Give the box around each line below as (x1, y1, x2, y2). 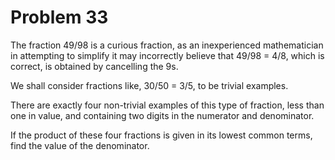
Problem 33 (10, 6, 109, 29)
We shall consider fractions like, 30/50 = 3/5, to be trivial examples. (10, 79, 289, 91)
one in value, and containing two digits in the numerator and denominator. (10, 109, 315, 121)
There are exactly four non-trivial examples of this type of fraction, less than (10, 99, 325, 111)
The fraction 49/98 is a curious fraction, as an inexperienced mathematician (10, 39, 324, 51)
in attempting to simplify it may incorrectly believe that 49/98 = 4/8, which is (10, 49, 325, 61)
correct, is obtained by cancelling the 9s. (10, 60, 179, 72)
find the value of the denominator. (10, 139, 150, 151)
